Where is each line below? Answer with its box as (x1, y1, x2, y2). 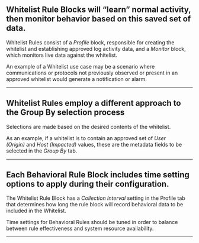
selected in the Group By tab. (6, 147, 78, 154)
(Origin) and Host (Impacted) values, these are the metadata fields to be (6, 141, 182, 148)
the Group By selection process (6, 108, 125, 118)
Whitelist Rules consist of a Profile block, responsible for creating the (6, 38, 175, 46)
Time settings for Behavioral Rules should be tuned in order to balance (6, 219, 178, 226)
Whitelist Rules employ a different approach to (6, 98, 181, 108)
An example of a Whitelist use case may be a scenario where (6, 63, 155, 70)
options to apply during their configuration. (6, 179, 169, 189)
